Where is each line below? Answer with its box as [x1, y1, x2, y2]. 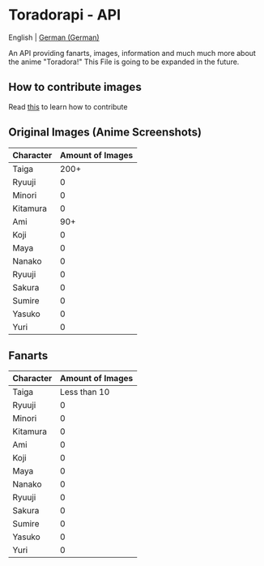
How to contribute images [8, 80, 142, 94]
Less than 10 [59, 387, 110, 398]
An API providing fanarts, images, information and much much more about [8, 48, 257, 58]
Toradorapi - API [8, 6, 121, 24]
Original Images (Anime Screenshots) [8, 126, 202, 139]
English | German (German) [8, 32, 100, 42]
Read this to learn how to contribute [8, 101, 128, 111]
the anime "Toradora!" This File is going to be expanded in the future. [8, 57, 240, 66]
